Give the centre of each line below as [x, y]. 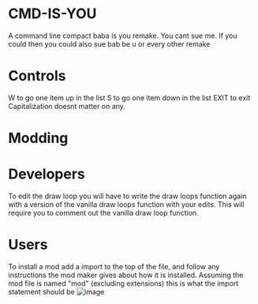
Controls [37, 76]
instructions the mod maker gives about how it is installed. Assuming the [126, 275]
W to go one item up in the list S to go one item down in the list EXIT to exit [129, 98]
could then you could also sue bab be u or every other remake [109, 43]
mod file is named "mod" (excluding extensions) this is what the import [123, 283]
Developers [47, 174]
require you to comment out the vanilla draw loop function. [103, 213]
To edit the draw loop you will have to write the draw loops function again [127, 196]
